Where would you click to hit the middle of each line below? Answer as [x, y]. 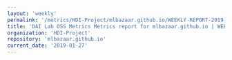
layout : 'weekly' [32, 13]
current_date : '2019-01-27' [48, 46]
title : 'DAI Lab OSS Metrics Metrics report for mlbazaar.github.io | [111, 26]
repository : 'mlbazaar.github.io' [57, 39]
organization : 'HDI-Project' [49, 33]
